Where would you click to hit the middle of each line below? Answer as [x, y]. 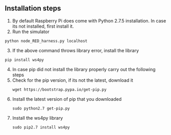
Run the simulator [31, 31]
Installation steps [33, 8]
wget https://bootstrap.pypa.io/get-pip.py [59, 89]
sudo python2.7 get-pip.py [41, 108]
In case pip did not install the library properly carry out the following [84, 69]
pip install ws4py [24, 60]
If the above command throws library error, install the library [76, 50]
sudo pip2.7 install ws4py [41, 127]
